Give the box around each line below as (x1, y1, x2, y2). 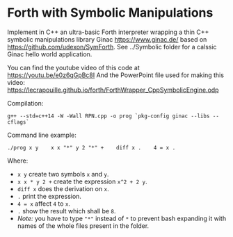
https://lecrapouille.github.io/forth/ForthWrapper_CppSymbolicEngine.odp (7, 85, 219, 94)
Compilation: (7, 99, 44, 107)
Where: (7, 156, 29, 165)
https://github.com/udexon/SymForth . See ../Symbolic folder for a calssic (7, 42, 217, 51)
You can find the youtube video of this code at (7, 63, 140, 72)
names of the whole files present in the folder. (17, 221, 150, 230)
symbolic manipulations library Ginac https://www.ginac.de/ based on (7, 35, 207, 43)
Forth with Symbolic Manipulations (7, 5, 214, 21)
